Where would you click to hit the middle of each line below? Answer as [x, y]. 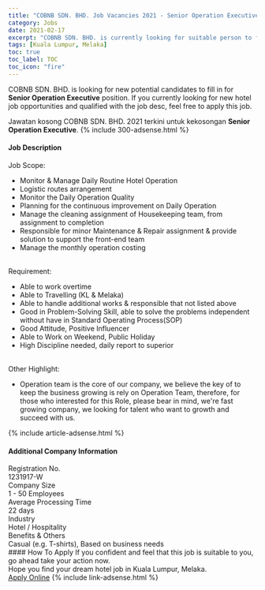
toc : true [24, 52]
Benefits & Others [37, 536]
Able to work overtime [56, 286]
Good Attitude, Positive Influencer [75, 328]
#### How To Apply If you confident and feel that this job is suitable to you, [131, 552]
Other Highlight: [34, 368]
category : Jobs [33, 23]
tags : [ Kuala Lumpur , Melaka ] [58, 45]
